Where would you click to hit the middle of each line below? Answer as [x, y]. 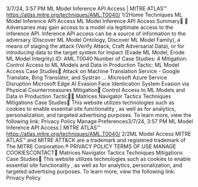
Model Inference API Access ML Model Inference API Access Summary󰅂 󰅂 [97, 21]
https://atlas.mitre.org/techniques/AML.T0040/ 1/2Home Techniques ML [94, 15]
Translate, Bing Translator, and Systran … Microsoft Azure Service [87, 77]
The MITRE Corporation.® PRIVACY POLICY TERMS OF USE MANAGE [91, 146]
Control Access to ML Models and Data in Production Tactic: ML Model [93, 65]
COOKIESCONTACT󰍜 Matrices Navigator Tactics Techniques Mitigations [95, 152]
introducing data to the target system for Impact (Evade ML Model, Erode [95, 52]
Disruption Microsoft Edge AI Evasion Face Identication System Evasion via [98, 84]
